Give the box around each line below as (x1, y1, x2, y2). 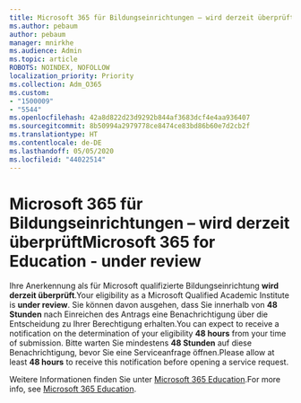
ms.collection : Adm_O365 (9, 80, 102, 89)
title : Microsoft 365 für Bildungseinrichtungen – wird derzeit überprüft (9, 13, 295, 22)
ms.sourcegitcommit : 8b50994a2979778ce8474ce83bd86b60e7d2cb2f (9, 122, 251, 131)
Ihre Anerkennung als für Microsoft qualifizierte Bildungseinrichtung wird (9, 280, 279, 292)
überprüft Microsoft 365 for (9, 232, 216, 252)
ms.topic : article (9, 55, 78, 64)
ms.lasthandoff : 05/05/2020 (9, 146, 115, 155)
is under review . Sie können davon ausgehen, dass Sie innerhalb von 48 (9, 300, 278, 311)
